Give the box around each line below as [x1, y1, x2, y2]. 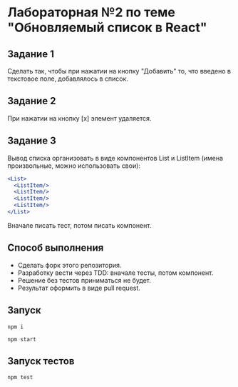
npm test [7, 374, 33, 381]
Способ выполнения [7, 242, 104, 254]
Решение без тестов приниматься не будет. [17, 276, 152, 284]
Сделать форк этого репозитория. [17, 261, 122, 269]
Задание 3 [7, 135, 56, 147]
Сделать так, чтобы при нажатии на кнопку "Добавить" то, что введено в [7, 67, 232, 75]
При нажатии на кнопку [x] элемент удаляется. [7, 114, 152, 122]
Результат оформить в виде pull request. [17, 283, 141, 292]
